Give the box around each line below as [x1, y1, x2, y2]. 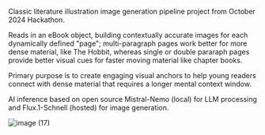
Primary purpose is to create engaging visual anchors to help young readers [8, 71, 257, 80]
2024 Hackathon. [8, 15, 66, 24]
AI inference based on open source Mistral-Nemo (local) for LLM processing [8, 95, 257, 103]
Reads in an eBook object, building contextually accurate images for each [8, 31, 248, 39]
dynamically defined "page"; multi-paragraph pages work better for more [8, 39, 248, 48]
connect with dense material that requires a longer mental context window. [8, 79, 252, 88]
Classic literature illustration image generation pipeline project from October [8, 7, 256, 16]
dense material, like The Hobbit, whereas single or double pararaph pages [8, 47, 250, 56]
